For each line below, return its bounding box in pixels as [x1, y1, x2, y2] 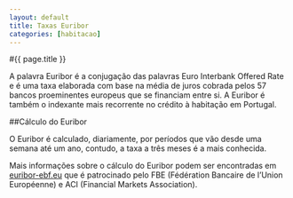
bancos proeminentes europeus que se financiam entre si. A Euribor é [9, 90, 265, 100]
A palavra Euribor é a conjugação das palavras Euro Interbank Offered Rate [9, 71, 284, 82]
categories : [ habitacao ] [9, 29, 101, 38]
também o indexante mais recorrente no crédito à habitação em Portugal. [9, 99, 277, 110]
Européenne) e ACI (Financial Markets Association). [9, 179, 198, 190]
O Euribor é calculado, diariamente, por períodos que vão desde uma [9, 134, 262, 145]
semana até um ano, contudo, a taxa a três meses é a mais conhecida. [9, 143, 267, 154]
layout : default [9, 12, 69, 22]
